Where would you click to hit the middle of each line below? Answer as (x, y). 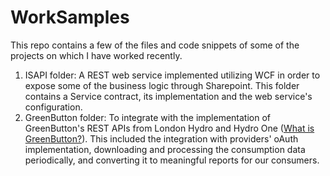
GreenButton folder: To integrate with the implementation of (148, 117)
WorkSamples (70, 17)
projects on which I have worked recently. (96, 55)
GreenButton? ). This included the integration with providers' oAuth (161, 138)
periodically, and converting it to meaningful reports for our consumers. (172, 160)
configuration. (53, 107)
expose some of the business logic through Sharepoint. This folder (162, 85)
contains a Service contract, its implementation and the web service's (168, 96)
